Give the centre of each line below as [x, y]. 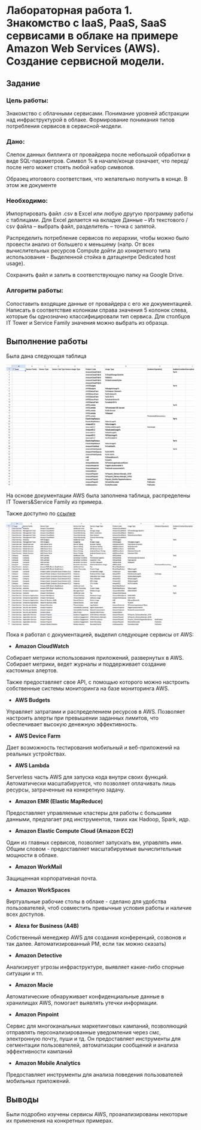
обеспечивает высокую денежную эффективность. [72, 724]
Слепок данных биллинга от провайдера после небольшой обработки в [98, 155]
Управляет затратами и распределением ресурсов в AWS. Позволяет [96, 712]
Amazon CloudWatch [42, 646]
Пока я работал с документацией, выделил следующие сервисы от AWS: [100, 635]
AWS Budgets [33, 700]
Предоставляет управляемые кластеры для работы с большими [89, 813]
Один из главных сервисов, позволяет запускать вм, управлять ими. [95, 843]
